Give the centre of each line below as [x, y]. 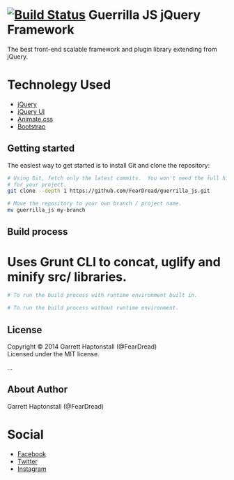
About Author [38, 390]
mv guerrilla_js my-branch [46, 210]
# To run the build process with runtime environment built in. [102, 296]
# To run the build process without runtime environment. [93, 308]
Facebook [32, 453]
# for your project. [37, 184]
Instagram [32, 469]
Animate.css [35, 119]
